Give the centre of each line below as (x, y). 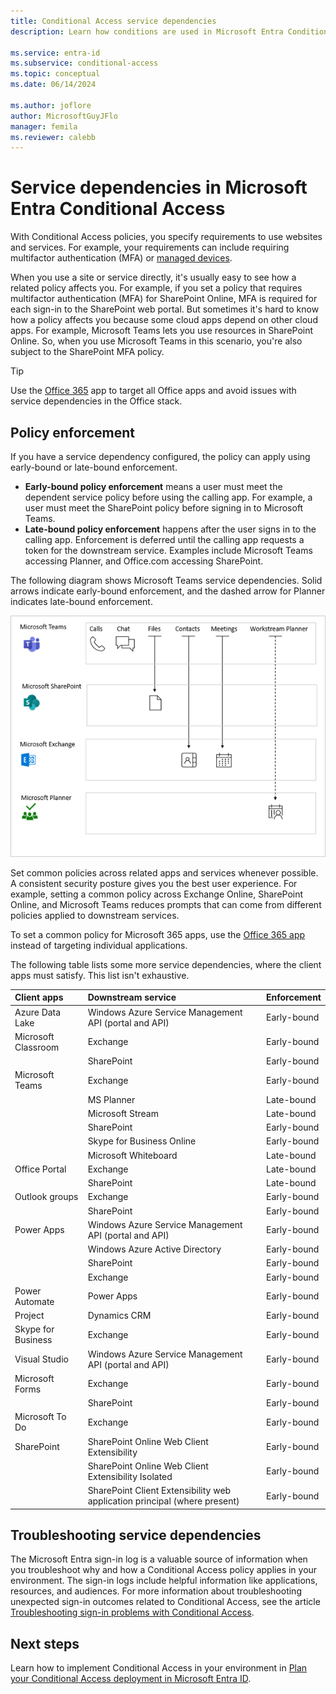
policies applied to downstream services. (95, 915)
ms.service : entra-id (55, 53)
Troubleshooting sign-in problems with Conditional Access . (132, 1612)
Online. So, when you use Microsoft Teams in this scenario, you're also (156, 341)
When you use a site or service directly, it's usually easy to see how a (153, 277)
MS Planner (111, 1099)
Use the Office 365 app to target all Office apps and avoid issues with (153, 391)
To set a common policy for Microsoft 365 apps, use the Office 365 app (158, 934)
